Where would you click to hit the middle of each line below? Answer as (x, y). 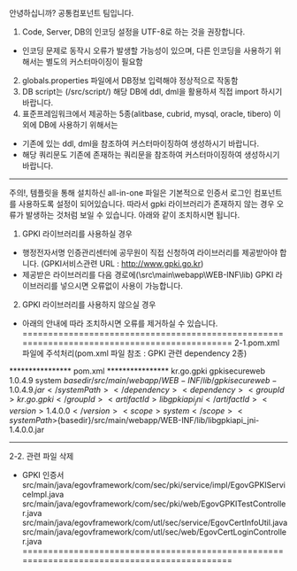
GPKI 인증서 (43, 475)
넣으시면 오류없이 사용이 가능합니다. (122, 285)
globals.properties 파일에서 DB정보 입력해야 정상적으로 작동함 (130, 81)
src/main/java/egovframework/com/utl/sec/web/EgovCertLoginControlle (154, 532)
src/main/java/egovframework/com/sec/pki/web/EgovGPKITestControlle (154, 504)
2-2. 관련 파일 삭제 (42, 456)
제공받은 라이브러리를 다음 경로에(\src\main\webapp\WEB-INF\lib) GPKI (148, 274)
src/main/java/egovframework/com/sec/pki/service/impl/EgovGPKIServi (153, 484)
